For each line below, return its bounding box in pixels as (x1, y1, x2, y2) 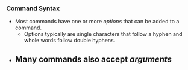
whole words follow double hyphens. (23, 37, 116, 44)
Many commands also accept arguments (14, 54, 172, 64)
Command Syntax (6, 4, 60, 13)
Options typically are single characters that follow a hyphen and (23, 31, 183, 38)
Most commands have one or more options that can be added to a (14, 18, 180, 25)
